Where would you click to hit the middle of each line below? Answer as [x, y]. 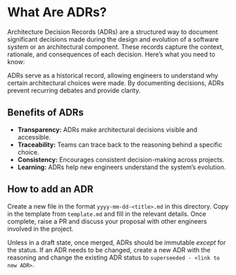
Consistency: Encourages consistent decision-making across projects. [121, 159]
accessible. [34, 137]
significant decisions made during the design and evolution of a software [113, 39]
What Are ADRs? [57, 12]
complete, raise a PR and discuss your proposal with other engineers [107, 221]
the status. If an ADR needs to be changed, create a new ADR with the [109, 250]
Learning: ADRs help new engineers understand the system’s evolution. [122, 167]
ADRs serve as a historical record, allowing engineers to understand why [113, 75]
